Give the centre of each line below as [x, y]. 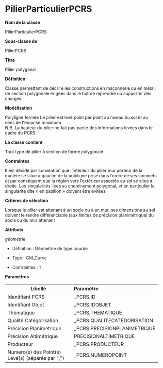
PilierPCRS [16, 50]
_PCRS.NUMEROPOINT [100, 355]
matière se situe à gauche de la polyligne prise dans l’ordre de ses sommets [81, 175]
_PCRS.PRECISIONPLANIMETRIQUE [115, 328]
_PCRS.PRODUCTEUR [99, 344]
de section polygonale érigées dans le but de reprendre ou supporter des [78, 93]
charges [13, 99]
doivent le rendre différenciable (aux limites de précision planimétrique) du [80, 215]
